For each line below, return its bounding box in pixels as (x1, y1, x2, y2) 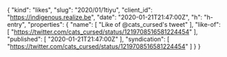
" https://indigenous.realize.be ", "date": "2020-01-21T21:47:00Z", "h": (7, 13, 203, 21)
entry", (7, 21, 26, 28)
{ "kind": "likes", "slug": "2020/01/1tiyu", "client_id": (7, 6, 153, 14)
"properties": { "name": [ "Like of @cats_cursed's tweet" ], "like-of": (27, 21, 221, 28)
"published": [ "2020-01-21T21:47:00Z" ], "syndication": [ (7, 35, 170, 43)
